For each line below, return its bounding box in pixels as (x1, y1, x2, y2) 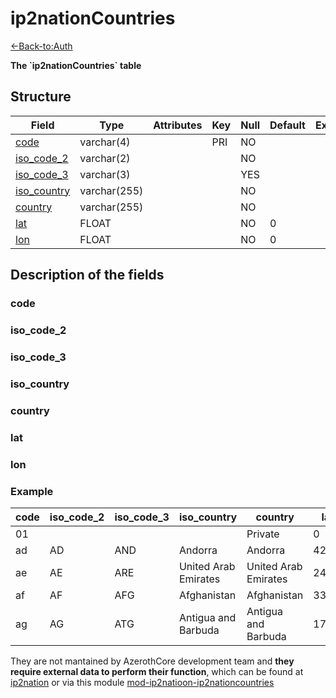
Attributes (153, 118, 203, 132)
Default (269, 118, 306, 132)
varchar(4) (79, 135, 131, 149)
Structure (10, 88, 72, 106)
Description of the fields (10, 267, 165, 284)
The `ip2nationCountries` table (10, 59, 142, 71)
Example (10, 484, 54, 498)
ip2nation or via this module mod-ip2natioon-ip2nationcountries (10, 676, 275, 688)
